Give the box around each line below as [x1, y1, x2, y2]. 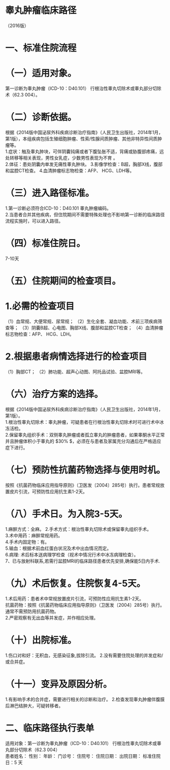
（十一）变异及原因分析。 [5, 678, 113, 690]
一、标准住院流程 [5, 42, 77, 54]
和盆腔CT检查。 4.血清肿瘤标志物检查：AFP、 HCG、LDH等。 [5, 168, 134, 173]
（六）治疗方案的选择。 [5, 389, 104, 400]
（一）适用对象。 [5, 67, 77, 79]
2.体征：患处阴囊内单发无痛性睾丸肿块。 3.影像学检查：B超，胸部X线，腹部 [5, 161, 163, 167]
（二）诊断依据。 [5, 112, 77, 123]
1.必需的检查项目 [5, 300, 75, 312]
